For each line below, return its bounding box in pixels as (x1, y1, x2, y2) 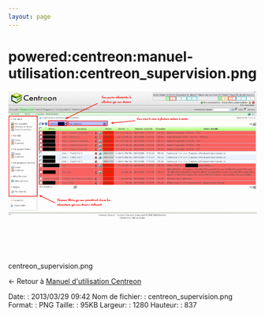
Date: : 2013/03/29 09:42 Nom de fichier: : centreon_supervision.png (8, 292, 233, 301)
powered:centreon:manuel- (8, 47, 194, 65)
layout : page (8, 13, 51, 21)
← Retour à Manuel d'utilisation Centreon (8, 276, 142, 285)
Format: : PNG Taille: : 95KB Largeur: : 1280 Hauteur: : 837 (8, 300, 197, 309)
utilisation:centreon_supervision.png (8, 64, 258, 82)
